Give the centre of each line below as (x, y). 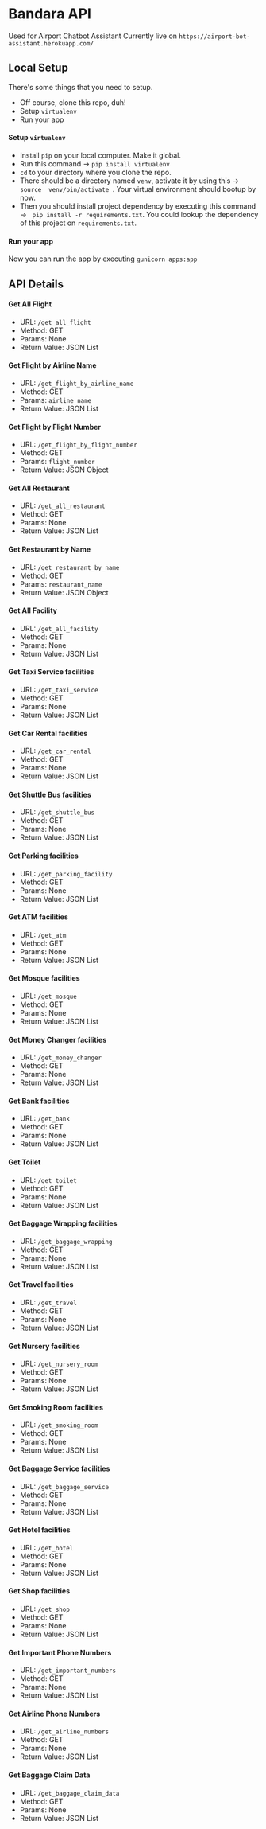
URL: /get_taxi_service (59, 689)
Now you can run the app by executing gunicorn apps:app (103, 259)
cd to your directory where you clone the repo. (96, 172)
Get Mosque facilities (44, 978)
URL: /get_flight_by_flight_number (78, 445)
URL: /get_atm (43, 934)
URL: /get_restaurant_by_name (69, 567)
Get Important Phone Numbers (60, 1652)
